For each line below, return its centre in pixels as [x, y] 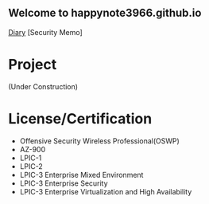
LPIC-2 [31, 166]
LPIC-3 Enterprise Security [64, 183]
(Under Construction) [43, 86]
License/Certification [80, 118]
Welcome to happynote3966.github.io [105, 13]
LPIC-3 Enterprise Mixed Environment [81, 175]
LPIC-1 [31, 158]
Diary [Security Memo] [46, 32]
